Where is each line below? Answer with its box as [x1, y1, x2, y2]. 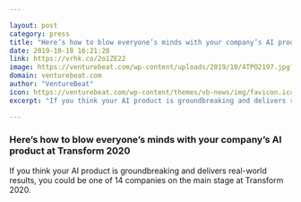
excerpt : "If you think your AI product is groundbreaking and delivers [9, 96, 287, 105]
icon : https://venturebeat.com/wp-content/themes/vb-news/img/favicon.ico [9, 87, 295, 97]
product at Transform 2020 [9, 145, 131, 157]
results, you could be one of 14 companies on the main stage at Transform [9, 174, 284, 185]
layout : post [9, 21, 58, 30]
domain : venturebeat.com [9, 71, 102, 81]
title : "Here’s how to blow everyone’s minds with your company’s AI [9, 38, 275, 47]
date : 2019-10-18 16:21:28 [9, 46, 110, 55]
